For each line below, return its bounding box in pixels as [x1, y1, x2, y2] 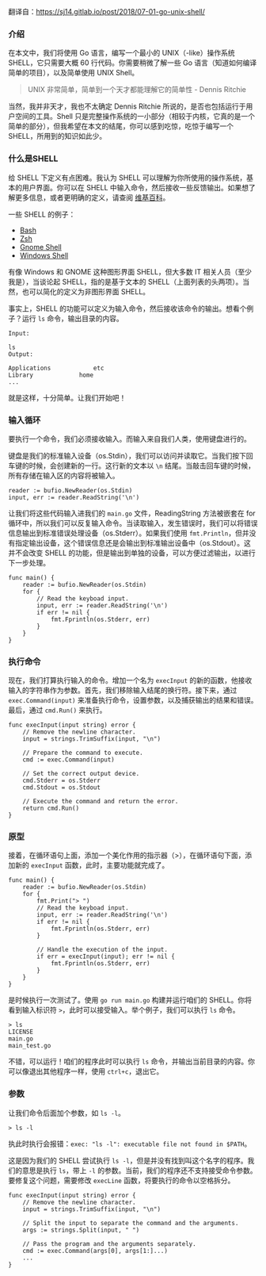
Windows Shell [19, 251, 69, 260]
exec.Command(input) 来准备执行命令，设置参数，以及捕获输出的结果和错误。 [8, 695, 258, 705]
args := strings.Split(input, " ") [22, 1226, 140, 1234]
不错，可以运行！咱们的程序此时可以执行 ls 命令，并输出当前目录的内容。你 [8, 1057, 256, 1067]
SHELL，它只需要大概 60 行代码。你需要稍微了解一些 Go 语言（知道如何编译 [8, 58, 257, 67]
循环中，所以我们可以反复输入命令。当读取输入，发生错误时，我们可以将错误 [8, 518, 258, 527]
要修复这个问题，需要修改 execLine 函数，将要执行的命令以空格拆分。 [8, 1175, 235, 1185]
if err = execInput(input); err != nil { [36, 952, 176, 961]
